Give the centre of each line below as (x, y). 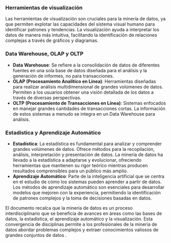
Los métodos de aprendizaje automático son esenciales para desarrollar (89, 187)
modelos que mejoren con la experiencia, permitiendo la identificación (87, 192)
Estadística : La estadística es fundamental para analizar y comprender (87, 143)
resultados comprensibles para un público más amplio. (70, 171)
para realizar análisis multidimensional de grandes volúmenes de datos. (88, 86)
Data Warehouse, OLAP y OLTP (44, 54)
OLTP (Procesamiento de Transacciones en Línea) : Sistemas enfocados (89, 103)
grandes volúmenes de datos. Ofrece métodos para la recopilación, (83, 149)
